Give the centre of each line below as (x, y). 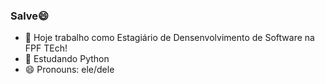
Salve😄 (30, 16)
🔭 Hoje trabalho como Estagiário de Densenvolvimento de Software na (169, 38)
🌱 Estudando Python (67, 59)
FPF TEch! (46, 48)
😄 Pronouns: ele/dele (69, 70)
